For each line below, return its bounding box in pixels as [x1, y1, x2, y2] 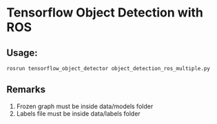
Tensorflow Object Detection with [6, 5, 204, 21]
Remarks [6, 84, 46, 96]
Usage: [6, 47, 39, 59]
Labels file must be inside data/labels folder [16, 109, 141, 118]
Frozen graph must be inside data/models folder [16, 102, 154, 110]
